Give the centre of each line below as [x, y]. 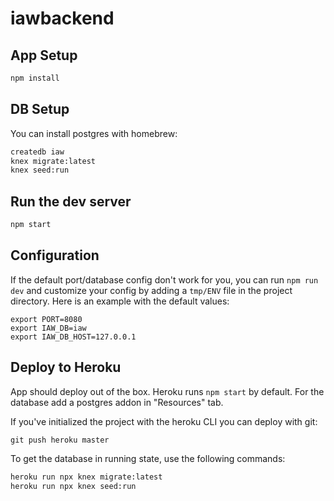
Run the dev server [71, 201]
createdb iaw [37, 152]
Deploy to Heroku [66, 367]
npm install [35, 78]
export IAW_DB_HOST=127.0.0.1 [73, 337]
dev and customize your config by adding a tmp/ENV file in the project [151, 290]
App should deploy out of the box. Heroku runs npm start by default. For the [167, 391]
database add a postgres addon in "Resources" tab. [117, 402]
